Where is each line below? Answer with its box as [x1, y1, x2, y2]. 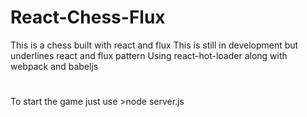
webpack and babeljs [10, 60, 99, 72]
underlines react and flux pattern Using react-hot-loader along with [10, 49, 288, 61]
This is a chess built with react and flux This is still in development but [10, 39, 299, 51]
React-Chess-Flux [10, 6, 166, 29]
